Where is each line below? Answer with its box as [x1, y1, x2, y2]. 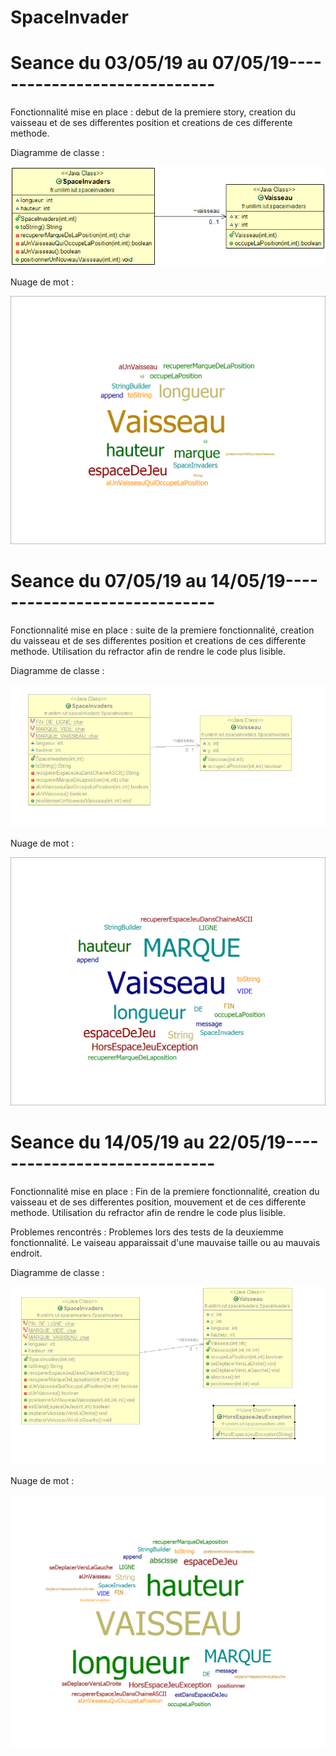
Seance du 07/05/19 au [10, 570, 207, 593]
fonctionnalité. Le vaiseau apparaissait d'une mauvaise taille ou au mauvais [10, 1236, 321, 1248]
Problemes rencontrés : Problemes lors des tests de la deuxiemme [10, 1226, 284, 1238]
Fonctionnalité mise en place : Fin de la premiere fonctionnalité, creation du [10, 1185, 320, 1197]
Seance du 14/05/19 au [10, 1131, 205, 1154]
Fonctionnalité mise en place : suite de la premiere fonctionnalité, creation [10, 624, 315, 636]
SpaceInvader [10, 6, 129, 29]
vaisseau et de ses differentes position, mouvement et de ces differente [10, 1196, 307, 1208]
